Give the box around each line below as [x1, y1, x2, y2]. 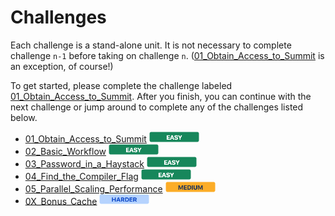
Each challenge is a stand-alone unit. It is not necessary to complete [10, 39, 292, 51]
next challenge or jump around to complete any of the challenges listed [10, 101, 304, 113]
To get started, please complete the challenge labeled [10, 79, 233, 91]
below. [10, 111, 38, 123]
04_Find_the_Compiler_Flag [24, 170, 139, 182]
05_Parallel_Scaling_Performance [24, 182, 163, 195]
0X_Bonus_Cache [24, 195, 98, 207]
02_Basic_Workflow [24, 145, 107, 157]
